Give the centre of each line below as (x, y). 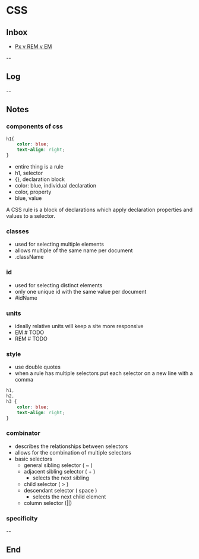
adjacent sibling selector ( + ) (59, 471)
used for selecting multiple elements (59, 244)
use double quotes (38, 367)
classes (18, 231)
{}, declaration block (40, 179)
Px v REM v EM (33, 46)
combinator (23, 433)
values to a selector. (31, 216)
